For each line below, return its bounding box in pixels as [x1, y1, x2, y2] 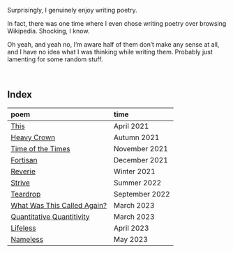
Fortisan [10, 155, 38, 164]
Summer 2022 [114, 178, 162, 187]
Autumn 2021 [114, 132, 160, 142]
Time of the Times [10, 144, 70, 153]
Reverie [10, 167, 36, 176]
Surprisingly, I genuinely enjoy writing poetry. [7, 6, 137, 14]
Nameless [10, 234, 44, 244]
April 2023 [114, 223, 149, 233]
